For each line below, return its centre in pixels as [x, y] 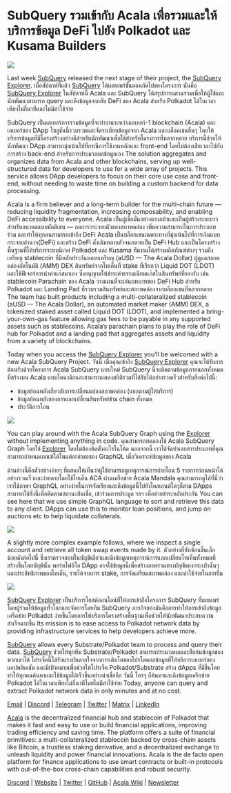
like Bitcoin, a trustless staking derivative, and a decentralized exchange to [113, 747]
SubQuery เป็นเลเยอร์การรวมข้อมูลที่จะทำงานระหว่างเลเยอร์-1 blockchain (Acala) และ [111, 122]
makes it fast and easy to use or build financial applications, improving [107, 724]
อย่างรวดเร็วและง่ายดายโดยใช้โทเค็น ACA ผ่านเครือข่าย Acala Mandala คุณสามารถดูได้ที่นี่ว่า [115, 477]
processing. [24, 190]
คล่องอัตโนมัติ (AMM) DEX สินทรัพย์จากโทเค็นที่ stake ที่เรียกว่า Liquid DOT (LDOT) [111, 265]
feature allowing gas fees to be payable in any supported [130, 318]
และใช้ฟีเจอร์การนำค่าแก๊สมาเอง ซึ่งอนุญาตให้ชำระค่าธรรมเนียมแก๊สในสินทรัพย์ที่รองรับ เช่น [108, 273]
